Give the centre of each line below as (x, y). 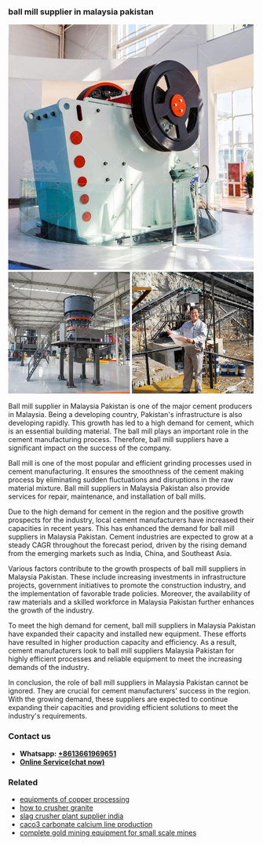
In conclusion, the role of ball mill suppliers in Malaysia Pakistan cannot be (128, 682)
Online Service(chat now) (62, 762)
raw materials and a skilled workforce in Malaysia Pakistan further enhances (131, 602)
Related (23, 782)
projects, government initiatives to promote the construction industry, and (127, 585)
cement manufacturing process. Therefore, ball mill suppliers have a (119, 440)
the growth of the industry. (51, 610)
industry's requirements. (48, 716)
